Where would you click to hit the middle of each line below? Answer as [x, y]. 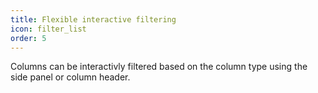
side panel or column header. [70, 77]
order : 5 [28, 38]
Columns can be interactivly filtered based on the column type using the [159, 67]
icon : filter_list [48, 29]
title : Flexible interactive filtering [93, 19]
